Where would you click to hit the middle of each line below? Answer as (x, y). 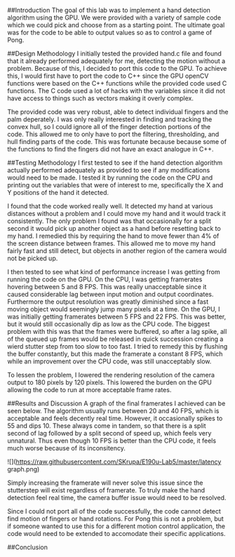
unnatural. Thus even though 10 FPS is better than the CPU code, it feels (112, 441)
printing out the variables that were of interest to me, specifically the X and (115, 185)
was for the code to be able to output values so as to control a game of (110, 32)
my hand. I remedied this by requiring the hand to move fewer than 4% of (113, 236)
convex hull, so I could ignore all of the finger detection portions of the (109, 127)
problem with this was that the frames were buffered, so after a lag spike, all (117, 331)
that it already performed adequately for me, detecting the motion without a (116, 61)
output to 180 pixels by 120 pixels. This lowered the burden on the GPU (109, 382)
